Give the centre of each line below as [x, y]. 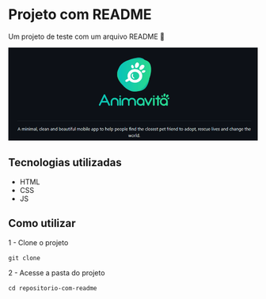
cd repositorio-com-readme [53, 288]
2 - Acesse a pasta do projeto [57, 273]
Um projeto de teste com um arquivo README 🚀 [86, 36]
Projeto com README [80, 15]
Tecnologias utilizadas [65, 163]
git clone [25, 258]
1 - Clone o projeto [38, 242]
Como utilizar [42, 223]
